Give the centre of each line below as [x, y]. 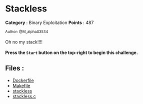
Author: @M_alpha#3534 [27, 31]
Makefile [21, 85]
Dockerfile [23, 80]
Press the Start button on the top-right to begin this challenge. [72, 52]
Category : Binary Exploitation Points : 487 [49, 22]
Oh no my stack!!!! [24, 42]
